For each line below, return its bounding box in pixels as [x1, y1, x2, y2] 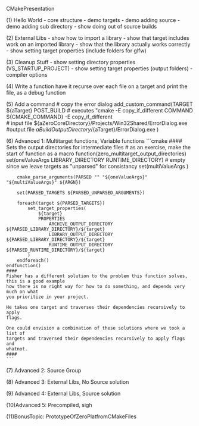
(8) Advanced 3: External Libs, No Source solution [6, 378, 129, 386]
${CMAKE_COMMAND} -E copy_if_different [6, 113, 113, 120]
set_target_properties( [27, 205, 86, 211]
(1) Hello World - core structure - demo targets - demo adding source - [6, 17, 181, 23]
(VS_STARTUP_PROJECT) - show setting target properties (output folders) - [6, 65, 193, 72]
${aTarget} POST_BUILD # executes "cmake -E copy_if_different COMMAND [6, 107, 194, 114]
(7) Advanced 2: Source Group [6, 367, 82, 374]
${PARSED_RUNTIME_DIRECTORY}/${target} [6, 247, 105, 253]
